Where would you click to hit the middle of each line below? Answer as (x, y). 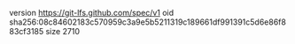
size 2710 (63, 31)
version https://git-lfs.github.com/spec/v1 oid (92, 13)
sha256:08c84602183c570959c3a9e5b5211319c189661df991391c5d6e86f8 (147, 22)
